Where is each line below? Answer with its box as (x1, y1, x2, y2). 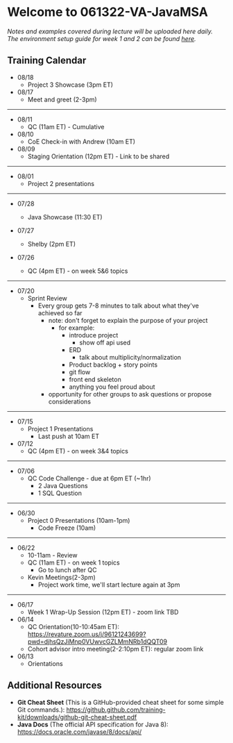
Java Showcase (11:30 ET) (27, 212, 103, 221)
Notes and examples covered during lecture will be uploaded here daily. (7, 27, 213, 35)
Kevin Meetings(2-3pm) (27, 573, 96, 581)
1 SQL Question (37, 489, 82, 497)
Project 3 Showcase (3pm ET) (27, 81, 113, 89)
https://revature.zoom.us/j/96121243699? (27, 630, 147, 638)
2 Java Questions (37, 481, 88, 490)
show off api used (79, 338, 131, 347)
